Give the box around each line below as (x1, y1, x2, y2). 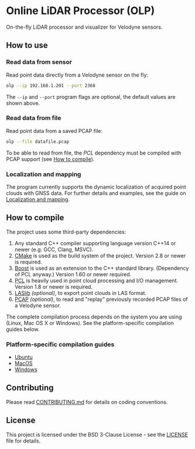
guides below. (6, 325, 40, 333)
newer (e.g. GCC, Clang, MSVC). (14, 246, 94, 253)
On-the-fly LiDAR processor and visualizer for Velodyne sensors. (6, 23, 163, 30)
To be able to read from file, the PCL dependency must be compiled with (6, 149, 182, 156)
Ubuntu (14, 354, 33, 361)
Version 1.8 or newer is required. (14, 283, 93, 290)
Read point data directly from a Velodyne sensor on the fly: (6, 71, 148, 78)
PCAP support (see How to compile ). (6, 155, 95, 162)
